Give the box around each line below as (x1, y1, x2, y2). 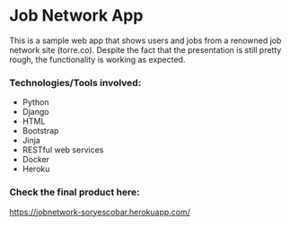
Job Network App (9, 5, 144, 26)
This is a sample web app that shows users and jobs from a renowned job (9, 35, 282, 46)
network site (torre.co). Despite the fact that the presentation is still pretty (9, 44, 282, 55)
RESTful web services (22, 144, 104, 155)
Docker (22, 154, 50, 165)
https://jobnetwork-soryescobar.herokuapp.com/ (9, 206, 191, 217)
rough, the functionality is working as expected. (9, 54, 186, 65)
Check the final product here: (9, 186, 140, 198)
